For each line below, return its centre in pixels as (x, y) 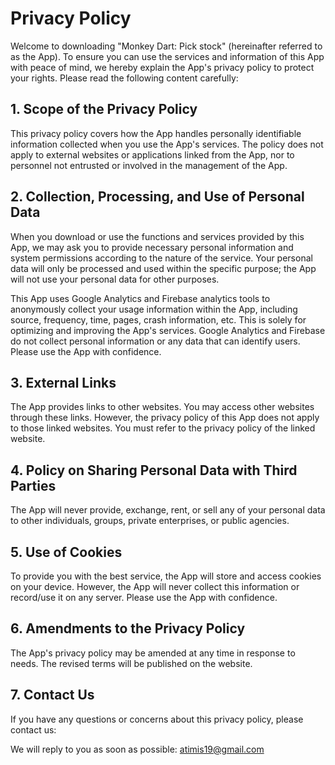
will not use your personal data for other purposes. (115, 279)
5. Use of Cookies (66, 552)
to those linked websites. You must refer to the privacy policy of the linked (163, 428)
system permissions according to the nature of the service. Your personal (161, 258)
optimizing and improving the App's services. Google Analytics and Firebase (168, 330)
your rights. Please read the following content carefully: (124, 78)
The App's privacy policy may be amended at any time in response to (153, 653)
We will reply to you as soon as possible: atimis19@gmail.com (137, 749)
